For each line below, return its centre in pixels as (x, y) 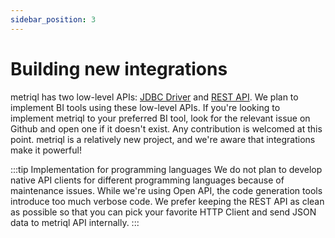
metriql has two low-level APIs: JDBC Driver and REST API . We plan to (154, 97)
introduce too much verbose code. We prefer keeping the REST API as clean (167, 201)
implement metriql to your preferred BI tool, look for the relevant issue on (160, 118)
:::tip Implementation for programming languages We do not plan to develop (166, 169)
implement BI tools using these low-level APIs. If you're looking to (145, 107)
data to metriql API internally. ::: (75, 222)
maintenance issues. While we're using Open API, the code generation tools (166, 190)
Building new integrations (119, 68)
